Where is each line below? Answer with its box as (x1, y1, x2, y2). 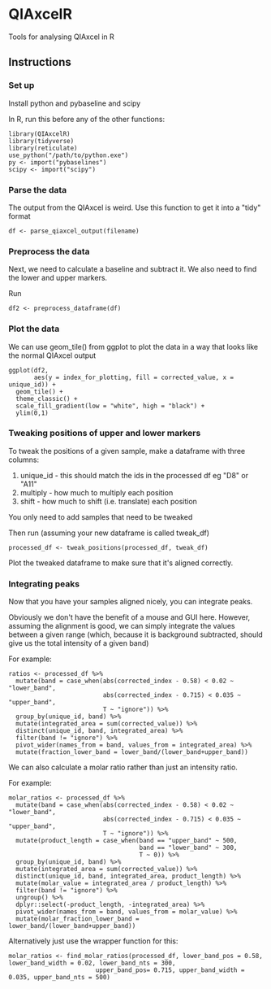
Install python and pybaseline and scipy (8, 98, 141, 108)
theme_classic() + (15, 394, 79, 403)
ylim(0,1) (15, 408, 49, 417)
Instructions (8, 55, 71, 69)
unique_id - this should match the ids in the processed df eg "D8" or (19, 470, 249, 480)
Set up (8, 80, 35, 91)
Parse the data (8, 184, 67, 195)
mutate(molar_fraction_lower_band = (15, 915, 140, 923)
